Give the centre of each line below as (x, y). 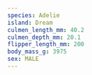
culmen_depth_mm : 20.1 (44, 37)
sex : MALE (23, 59)
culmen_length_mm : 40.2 (46, 30)
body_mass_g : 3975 (37, 52)
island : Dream (30, 23)
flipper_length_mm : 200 (46, 45)
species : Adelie (34, 15)
